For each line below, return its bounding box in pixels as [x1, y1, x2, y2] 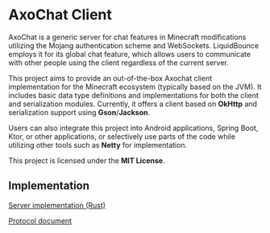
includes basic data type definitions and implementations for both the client [8, 90, 260, 100]
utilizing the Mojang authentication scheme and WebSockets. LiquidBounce [8, 40, 260, 50]
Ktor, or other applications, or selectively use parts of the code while [8, 131, 236, 141]
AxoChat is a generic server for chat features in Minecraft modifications [8, 32, 247, 42]
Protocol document [8, 215, 73, 226]
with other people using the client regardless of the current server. [8, 58, 229, 67]
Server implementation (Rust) [8, 200, 106, 210]
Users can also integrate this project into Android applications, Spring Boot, [8, 123, 259, 133]
